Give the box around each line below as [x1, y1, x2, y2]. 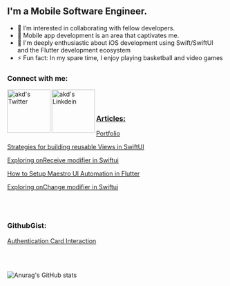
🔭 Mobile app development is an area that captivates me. [17, 31, 180, 39]
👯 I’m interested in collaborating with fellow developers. [17, 23, 175, 32]
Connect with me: [7, 73, 68, 83]
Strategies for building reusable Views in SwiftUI [7, 143, 144, 151]
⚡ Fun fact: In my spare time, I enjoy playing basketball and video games [17, 53, 223, 61]
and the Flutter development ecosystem [17, 46, 131, 54]
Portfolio [96, 129, 121, 137]
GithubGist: [7, 221, 47, 231]
